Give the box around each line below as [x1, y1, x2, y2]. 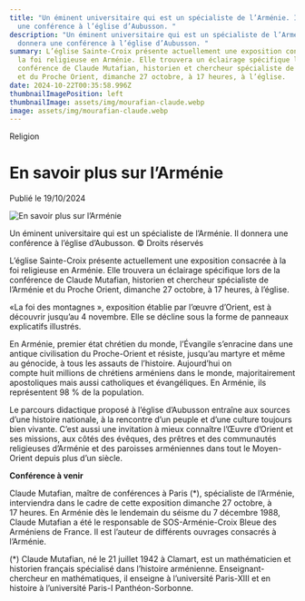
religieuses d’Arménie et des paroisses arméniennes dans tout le [9, 443, 251, 454]
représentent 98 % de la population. [9, 387, 144, 398]
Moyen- [252, 443, 282, 454]
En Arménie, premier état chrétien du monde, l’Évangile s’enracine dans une [9, 339, 293, 350]
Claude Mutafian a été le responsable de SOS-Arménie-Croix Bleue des [9, 517, 277, 527]
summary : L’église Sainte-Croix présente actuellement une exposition [9, 47, 282, 56]
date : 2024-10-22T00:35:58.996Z [9, 81, 132, 90]
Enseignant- [219, 564, 265, 575]
